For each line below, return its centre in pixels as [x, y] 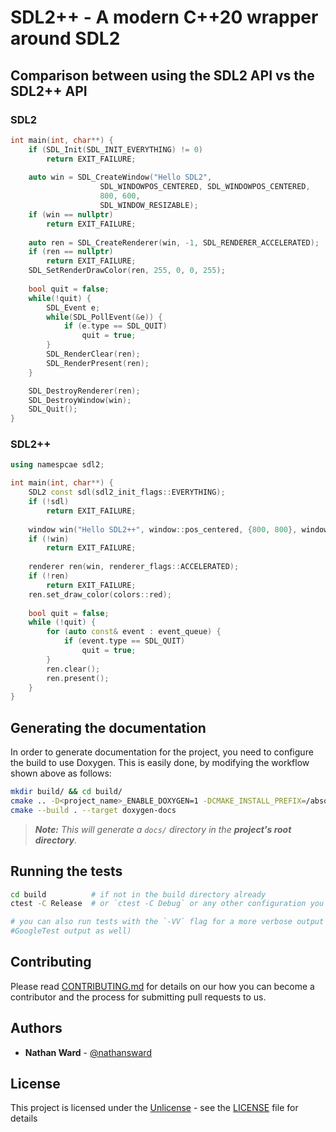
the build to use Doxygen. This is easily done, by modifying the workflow [160, 763]
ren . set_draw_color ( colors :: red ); [100, 594]
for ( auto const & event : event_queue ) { [134, 632]
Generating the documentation [108, 727]
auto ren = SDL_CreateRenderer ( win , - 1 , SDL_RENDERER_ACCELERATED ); [174, 242]
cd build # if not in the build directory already [138, 894]
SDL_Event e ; [73, 307]
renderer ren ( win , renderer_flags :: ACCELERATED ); [134, 567]
